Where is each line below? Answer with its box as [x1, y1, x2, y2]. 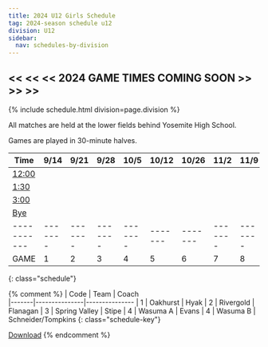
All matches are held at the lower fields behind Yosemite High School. [8, 120, 237, 130]
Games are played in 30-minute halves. [8, 135, 137, 145]
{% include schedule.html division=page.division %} [8, 105, 180, 114]
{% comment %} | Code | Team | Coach [8, 289, 140, 298]
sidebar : [8, 34, 37, 42]
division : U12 [8, 26, 56, 34]
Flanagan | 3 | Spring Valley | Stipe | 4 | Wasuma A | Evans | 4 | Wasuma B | [8, 305, 257, 316]
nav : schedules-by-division [15, 42, 109, 50]
